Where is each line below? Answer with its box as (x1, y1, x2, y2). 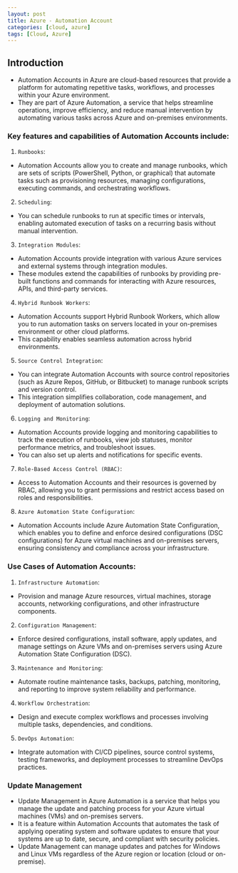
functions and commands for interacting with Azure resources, (32, 277, 217, 286)
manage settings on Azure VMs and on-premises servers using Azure (17, 642, 223, 651)
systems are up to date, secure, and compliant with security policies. (17, 835, 220, 843)
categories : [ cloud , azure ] (7, 24, 91, 31)
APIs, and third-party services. (17, 284, 108, 293)
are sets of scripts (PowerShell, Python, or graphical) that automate (17, 169, 216, 177)
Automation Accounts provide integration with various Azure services (17, 254, 222, 263)
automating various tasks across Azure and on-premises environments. (17, 113, 228, 122)
